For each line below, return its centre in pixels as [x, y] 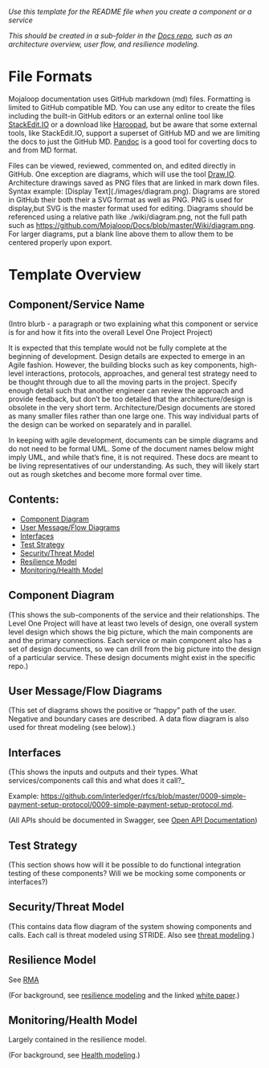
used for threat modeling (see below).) [72, 728]
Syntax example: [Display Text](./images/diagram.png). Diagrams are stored [134, 191]
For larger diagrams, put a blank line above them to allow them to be [121, 234]
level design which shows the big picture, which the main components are [131, 632]
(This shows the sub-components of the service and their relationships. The [134, 614]
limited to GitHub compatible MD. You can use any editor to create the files [132, 107]
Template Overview [75, 275]
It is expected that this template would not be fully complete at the [118, 348]
